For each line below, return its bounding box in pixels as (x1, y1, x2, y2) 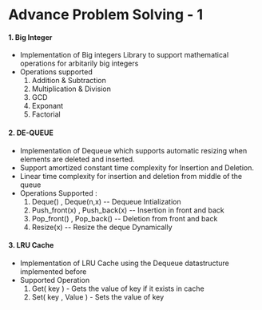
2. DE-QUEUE (8, 128, 54, 137)
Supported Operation (19, 275, 90, 284)
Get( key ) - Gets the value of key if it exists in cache (31, 284, 205, 293)
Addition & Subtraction (31, 76, 106, 85)
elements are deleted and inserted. (19, 154, 135, 164)
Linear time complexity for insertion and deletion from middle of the (19, 171, 243, 181)
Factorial (31, 109, 62, 119)
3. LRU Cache (8, 240, 54, 250)
